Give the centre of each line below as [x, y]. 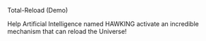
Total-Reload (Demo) [38, 10]
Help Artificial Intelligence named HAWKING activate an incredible [103, 24]
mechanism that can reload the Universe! [67, 31]
